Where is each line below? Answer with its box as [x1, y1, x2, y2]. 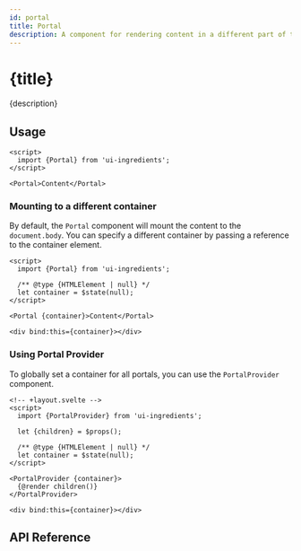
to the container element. [9, 240, 102, 250]
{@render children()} [17, 482, 99, 491]
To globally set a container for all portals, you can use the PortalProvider [9, 369, 279, 380]
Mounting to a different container [9, 200, 157, 213]
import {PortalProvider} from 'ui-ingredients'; [17, 411, 202, 420]
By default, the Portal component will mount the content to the [9, 221, 242, 232]
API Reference [9, 530, 91, 546]
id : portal [9, 13, 50, 22]
